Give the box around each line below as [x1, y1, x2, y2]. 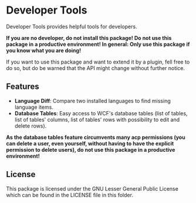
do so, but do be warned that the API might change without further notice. [6, 64, 185, 71]
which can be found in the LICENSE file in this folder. [6, 191, 134, 198]
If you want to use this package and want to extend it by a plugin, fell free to [6, 58, 190, 65]
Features [6, 82, 39, 92]
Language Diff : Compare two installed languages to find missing [14, 97, 171, 104]
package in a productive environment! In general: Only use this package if [6, 41, 190, 48]
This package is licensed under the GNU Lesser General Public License [6, 185, 179, 192]
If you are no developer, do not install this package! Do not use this [6, 34, 172, 41]
